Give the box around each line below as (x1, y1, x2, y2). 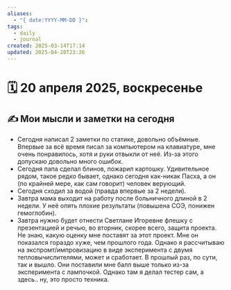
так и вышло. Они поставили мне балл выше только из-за (17, 260, 189, 268)
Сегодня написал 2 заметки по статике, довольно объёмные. (17, 135, 200, 143)
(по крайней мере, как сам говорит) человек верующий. (17, 179, 186, 187)
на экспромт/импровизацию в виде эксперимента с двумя (17, 246, 193, 254)
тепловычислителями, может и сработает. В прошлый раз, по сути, (17, 253, 218, 261)
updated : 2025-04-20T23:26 (7, 49, 85, 56)
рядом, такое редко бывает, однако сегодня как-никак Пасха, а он (17, 171, 216, 180)
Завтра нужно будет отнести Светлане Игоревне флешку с (17, 216, 193, 224)
